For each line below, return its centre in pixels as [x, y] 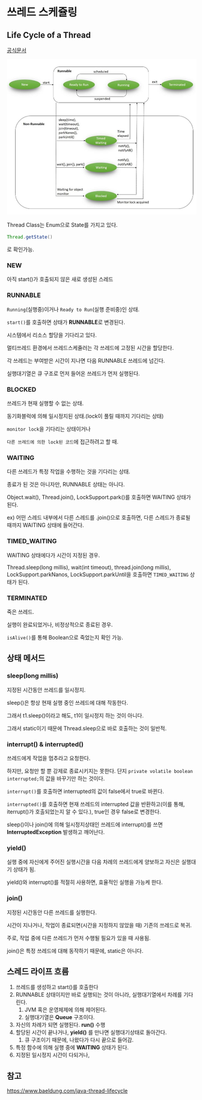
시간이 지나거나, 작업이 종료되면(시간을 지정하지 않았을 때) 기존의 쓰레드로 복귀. [99, 925]
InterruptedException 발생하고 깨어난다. [56, 832]
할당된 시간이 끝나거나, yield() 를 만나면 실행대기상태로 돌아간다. [91, 1032]
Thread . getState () [30, 237]
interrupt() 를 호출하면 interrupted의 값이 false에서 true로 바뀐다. [85, 791]
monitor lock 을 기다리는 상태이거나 [49, 429]
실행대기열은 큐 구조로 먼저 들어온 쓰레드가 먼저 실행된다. [73, 373]
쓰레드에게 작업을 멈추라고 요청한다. [49, 758]
